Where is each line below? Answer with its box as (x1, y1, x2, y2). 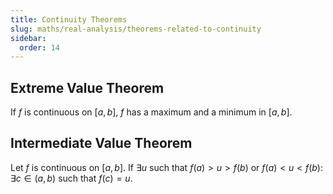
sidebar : (10, 33, 47, 43)
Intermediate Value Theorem (10, 135, 193, 152)
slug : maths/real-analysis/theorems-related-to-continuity (10, 24, 262, 34)
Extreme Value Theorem (10, 79, 165, 96)
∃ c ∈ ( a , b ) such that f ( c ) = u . (10, 172, 133, 184)
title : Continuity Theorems (10, 14, 128, 25)
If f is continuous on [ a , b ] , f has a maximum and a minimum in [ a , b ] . (10, 106, 293, 118)
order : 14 (19, 42, 60, 53)
